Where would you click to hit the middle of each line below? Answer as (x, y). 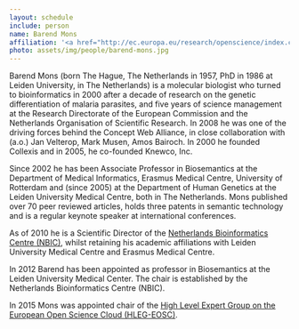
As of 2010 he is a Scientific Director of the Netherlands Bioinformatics (139, 233)
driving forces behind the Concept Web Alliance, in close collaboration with (147, 132)
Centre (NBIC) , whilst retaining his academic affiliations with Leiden (133, 243)
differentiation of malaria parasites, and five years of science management (145, 104)
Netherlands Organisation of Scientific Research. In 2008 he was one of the (148, 123)
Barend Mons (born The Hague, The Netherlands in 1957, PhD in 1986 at (141, 76)
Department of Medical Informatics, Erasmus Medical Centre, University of (146, 178)
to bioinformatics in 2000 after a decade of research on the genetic (133, 95)
